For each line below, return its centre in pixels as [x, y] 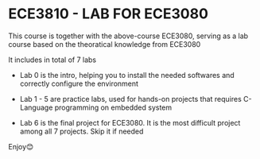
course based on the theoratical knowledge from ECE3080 [105, 44]
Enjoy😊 [21, 146]
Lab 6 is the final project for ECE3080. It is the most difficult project [130, 122]
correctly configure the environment [79, 83]
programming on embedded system [113, 107]
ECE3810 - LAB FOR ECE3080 [109, 14]
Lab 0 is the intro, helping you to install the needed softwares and [127, 75]
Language [36, 107]
